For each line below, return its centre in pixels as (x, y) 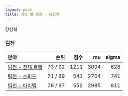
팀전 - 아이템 (22, 86)
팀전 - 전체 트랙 (25, 67)
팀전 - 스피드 (22, 76)
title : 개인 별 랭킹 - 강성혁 (32, 14)
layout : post (19, 10)
